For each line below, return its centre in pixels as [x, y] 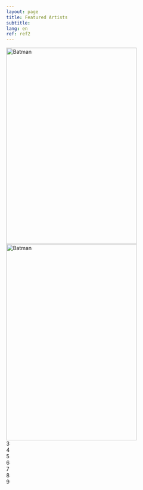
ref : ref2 [18, 34]
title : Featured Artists [37, 17]
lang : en [17, 28]
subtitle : [18, 23]
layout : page [22, 12]
